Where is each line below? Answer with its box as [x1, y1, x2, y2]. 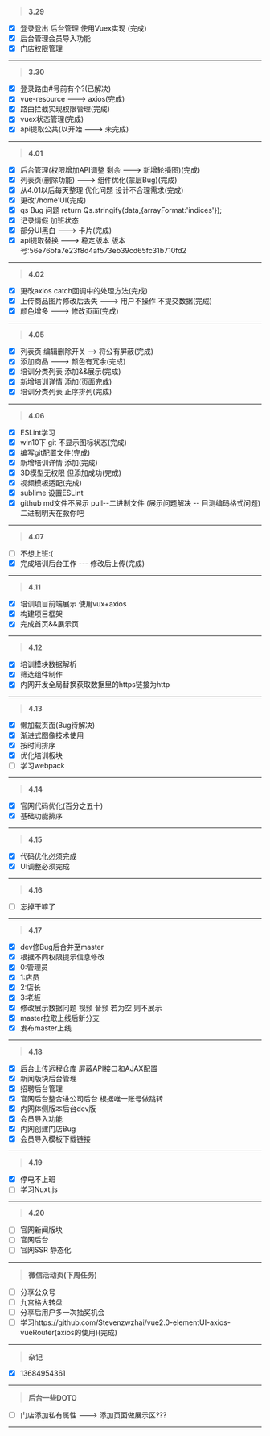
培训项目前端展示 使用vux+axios [19, 599, 127, 609]
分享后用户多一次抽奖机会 [19, 1307, 105, 1317]
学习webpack [19, 760, 65, 770]
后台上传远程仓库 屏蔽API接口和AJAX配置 [19, 1063, 158, 1073]
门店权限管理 [19, 44, 63, 53]
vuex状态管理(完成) [19, 114, 84, 124]
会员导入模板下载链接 [19, 1134, 91, 1144]
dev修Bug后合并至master [19, 943, 104, 952]
